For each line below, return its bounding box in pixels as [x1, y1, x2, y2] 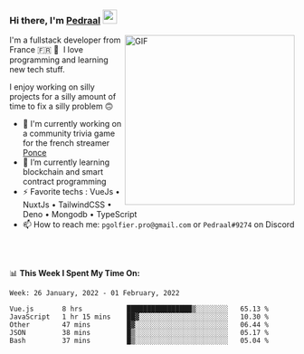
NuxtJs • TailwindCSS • [22, 199, 112, 210]
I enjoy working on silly [9, 81, 95, 92]
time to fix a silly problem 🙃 [9, 100, 114, 112]
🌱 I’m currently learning [22, 157, 110, 167]
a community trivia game [22, 128, 116, 139]
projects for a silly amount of [9, 91, 117, 102]
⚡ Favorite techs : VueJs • [22, 187, 120, 197]
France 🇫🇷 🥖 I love [9, 44, 84, 55]
